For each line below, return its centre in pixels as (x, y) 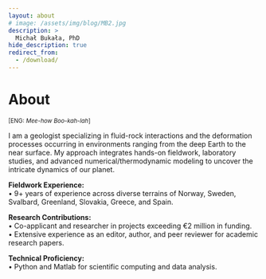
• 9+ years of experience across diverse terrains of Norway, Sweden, (122, 193)
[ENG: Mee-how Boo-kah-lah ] (49, 120)
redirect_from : (33, 53)
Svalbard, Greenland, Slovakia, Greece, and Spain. (91, 202)
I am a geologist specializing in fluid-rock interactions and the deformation (130, 136)
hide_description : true (48, 45)
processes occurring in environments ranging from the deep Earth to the (127, 143)
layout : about (32, 16)
